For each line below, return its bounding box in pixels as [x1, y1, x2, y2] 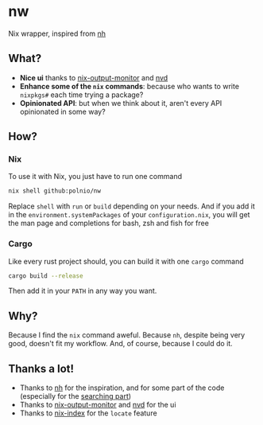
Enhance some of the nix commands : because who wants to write [19, 81, 240, 91]
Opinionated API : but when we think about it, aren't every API [19, 98, 222, 107]
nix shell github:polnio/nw [8, 187, 102, 195]
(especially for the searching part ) [19, 392, 132, 401]
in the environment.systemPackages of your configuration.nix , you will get [8, 210, 250, 220]
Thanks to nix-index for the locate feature [19, 408, 157, 418]
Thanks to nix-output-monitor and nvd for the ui [19, 400, 176, 410]
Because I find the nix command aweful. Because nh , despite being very [8, 330, 246, 340]
